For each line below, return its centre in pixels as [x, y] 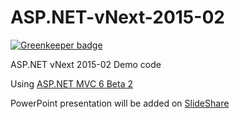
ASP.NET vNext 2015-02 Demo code [86, 64]
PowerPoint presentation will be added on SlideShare [120, 103]
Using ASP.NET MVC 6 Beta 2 [72, 83]
